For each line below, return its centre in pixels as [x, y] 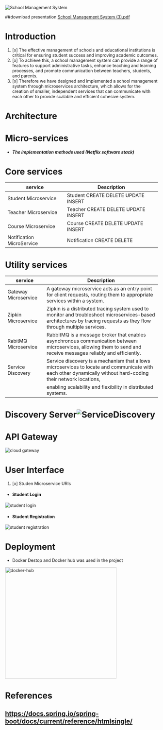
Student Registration [33, 516]
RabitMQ [17, 341]
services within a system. [75, 300]
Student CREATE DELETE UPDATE [106, 195]
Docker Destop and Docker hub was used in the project [67, 560]
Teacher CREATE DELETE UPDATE [106, 209]
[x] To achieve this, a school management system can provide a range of [85, 60]
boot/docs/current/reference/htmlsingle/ [69, 721]
